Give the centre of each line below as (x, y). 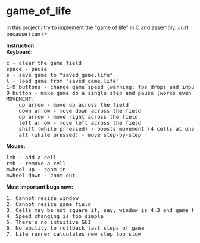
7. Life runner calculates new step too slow (74, 234)
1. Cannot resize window (42, 198)
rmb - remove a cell (36, 163)
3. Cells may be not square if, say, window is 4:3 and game (97, 210)
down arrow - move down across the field (80, 111)
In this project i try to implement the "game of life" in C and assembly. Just (97, 27)
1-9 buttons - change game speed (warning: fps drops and (93, 87)
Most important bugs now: (40, 187)
